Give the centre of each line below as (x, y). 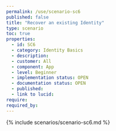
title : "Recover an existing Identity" (55, 23)
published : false (28, 17)
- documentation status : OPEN (49, 84)
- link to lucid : (33, 94)
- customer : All (31, 61)
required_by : (22, 105)
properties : (21, 39)
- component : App (33, 67)
